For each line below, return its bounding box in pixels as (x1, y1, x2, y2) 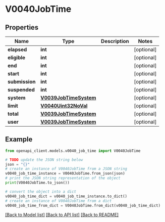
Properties (5, 23, 39, 32)
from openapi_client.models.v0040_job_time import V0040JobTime (5, 148, 141, 153)
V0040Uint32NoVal (40, 102, 88, 109)
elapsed (7, 46, 27, 53)
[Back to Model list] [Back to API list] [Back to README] (5, 212, 119, 218)
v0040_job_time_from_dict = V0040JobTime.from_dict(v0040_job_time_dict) (5, 203, 161, 208)
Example (5, 135, 33, 144)
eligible (7, 54, 26, 61)
